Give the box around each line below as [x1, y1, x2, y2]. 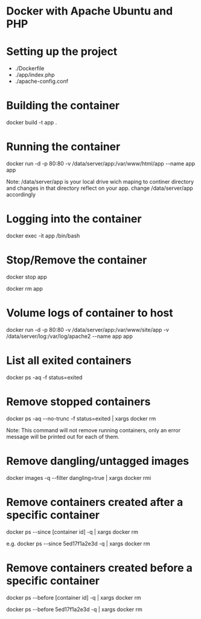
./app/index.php [14, 71, 56, 79]
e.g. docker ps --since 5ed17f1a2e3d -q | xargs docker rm [6, 540, 151, 547]
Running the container [6, 140, 121, 154]
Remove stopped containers [6, 395, 151, 409]
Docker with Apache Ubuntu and [6, 4, 173, 18]
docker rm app [6, 285, 43, 292]
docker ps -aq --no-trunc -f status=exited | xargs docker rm [6, 415, 156, 422]
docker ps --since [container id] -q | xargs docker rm [6, 528, 139, 536]
